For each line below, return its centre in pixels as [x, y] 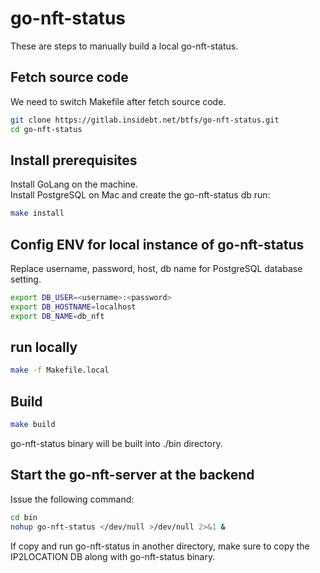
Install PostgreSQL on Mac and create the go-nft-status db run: [140, 195]
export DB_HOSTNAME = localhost [73, 307]
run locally [44, 347]
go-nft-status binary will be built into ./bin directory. [116, 443]
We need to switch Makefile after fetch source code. [118, 101]
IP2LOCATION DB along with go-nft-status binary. [113, 556]
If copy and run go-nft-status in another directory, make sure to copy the [160, 546]
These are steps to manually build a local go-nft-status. [124, 46]
